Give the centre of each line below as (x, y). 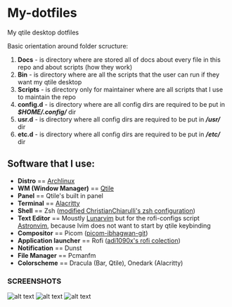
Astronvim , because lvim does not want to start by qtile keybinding (114, 226)
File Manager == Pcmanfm (57, 255)
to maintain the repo (46, 97)
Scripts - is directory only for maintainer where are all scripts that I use (120, 89)
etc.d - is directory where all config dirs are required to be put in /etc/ (119, 134)
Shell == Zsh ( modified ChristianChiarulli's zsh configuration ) (106, 210)
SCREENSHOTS (34, 281)
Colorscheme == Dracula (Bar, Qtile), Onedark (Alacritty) (100, 263)
